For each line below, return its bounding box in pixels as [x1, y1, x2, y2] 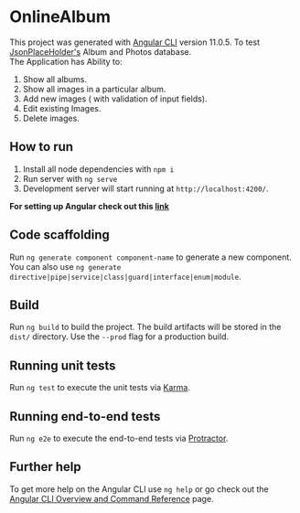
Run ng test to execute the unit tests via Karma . [9, 382, 190, 393]
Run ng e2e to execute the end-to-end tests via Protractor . [9, 433, 229, 444]
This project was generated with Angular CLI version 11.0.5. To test [9, 37, 261, 48]
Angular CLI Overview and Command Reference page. [9, 493, 214, 504]
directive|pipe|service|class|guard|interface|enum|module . [9, 271, 241, 282]
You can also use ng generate [9, 261, 122, 272]
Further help [9, 459, 82, 475]
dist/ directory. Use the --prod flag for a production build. [9, 331, 229, 342]
